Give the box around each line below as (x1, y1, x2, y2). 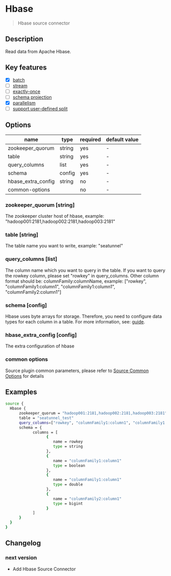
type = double (53, 482, 83, 487)
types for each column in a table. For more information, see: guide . (5, 318, 145, 325)
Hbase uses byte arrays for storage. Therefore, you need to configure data (5, 313, 162, 319)
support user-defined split (12, 105, 68, 111)
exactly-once (12, 88, 41, 95)
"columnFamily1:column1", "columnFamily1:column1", (5, 283, 116, 289)
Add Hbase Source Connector (12, 566, 76, 572)
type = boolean (53, 463, 85, 468)
